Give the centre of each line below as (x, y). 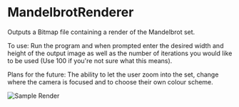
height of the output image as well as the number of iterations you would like (120, 53)
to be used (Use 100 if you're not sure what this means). (90, 60)
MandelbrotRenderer (71, 12)
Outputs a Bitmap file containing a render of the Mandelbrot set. (101, 32)
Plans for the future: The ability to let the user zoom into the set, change (113, 74)
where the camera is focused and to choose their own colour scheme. (111, 81)
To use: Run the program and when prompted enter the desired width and (116, 45)
